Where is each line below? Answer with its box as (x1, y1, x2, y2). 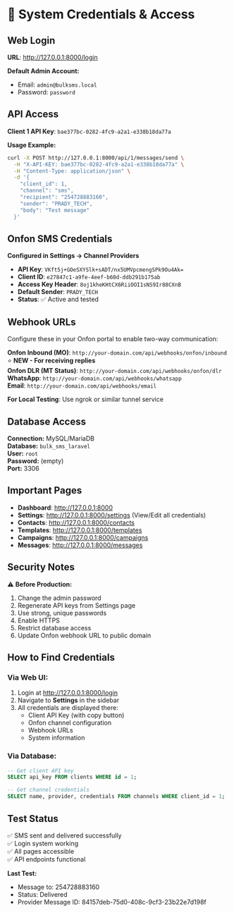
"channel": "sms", (20, 187, 74, 195)
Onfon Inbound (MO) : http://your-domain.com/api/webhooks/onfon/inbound (7, 348, 228, 357)
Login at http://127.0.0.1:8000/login (17, 689, 118, 697)
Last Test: (7, 869, 37, 877)
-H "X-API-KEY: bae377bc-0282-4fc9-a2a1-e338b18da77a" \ (13, 161, 185, 168)
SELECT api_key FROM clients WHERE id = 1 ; (7, 773, 137, 781)
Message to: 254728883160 (17, 883, 100, 891)
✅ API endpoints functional (7, 854, 86, 863)
